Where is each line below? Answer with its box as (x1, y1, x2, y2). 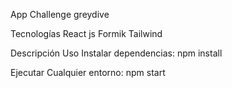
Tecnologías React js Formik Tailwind (10, 28, 163, 39)
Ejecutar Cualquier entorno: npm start (10, 67, 166, 78)
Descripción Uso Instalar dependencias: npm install (10, 47, 223, 59)
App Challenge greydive (10, 9, 110, 20)
